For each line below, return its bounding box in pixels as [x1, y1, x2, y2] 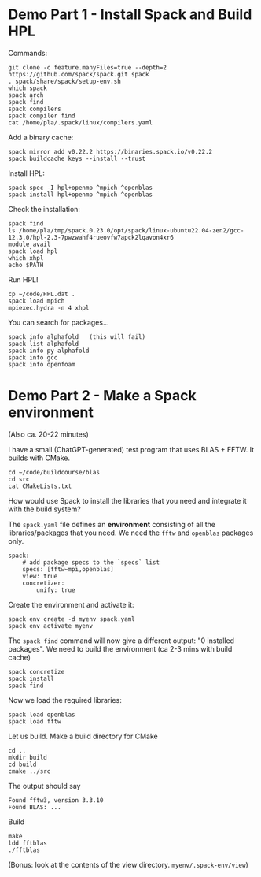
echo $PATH [8, 261, 44, 269]
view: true [22, 572, 58, 580]
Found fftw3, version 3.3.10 [8, 796, 104, 805]
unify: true [36, 585, 76, 594]
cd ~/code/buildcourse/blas [8, 468, 101, 476]
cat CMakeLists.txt [8, 482, 72, 490]
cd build [8, 760, 37, 768]
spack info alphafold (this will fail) [8, 333, 146, 340]
